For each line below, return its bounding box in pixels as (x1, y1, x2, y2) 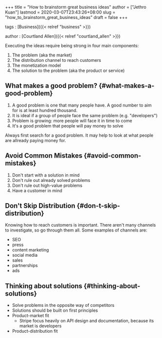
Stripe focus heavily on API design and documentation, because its (19, 318, 154, 324)
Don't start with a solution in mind (12, 172, 80, 178)
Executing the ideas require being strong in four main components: (5, 43, 139, 48)
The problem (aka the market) (12, 52, 72, 58)
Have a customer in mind (12, 187, 62, 194)
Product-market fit (12, 313, 50, 319)
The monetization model (12, 63, 61, 68)
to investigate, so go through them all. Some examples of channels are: (5, 227, 147, 233)
